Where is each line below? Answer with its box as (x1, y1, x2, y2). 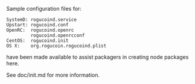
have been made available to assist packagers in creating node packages (6, 53, 189, 61)
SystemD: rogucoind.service (6, 17, 77, 23)
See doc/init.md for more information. (6, 71, 100, 79)
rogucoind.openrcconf (30, 32, 85, 38)
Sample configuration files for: (6, 5, 82, 12)
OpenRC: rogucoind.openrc (6, 27, 74, 33)
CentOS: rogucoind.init (6, 38, 69, 44)
